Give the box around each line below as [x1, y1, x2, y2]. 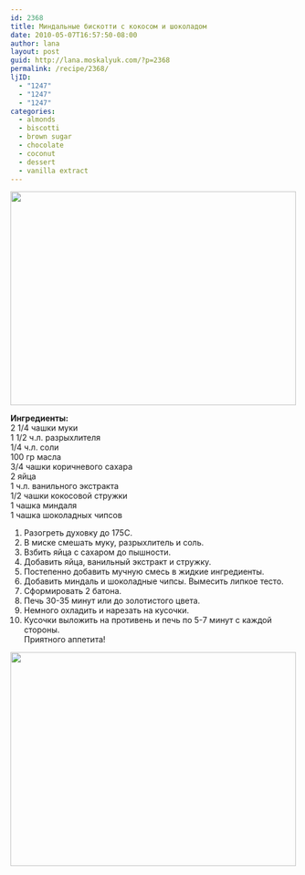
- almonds [18, 115, 56, 124]
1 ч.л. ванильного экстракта [10, 481, 120, 492]
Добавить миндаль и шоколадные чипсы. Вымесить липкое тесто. [23, 576, 284, 587]
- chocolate [18, 141, 65, 150]
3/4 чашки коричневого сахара [10, 462, 133, 473]
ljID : [10, 73, 31, 82]
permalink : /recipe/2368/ [10, 65, 109, 74]
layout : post [10, 47, 60, 57]
